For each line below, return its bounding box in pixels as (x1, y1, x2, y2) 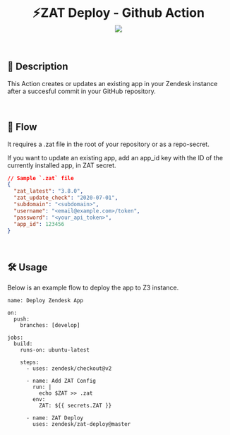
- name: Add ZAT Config (25, 378, 97, 385)
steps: (20, 359, 40, 367)
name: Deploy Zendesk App (7, 297, 83, 304)
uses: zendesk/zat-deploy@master (32, 421, 131, 428)
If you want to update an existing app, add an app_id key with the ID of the (7, 153, 224, 162)
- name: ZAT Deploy (25, 415, 83, 422)
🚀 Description (7, 61, 68, 73)
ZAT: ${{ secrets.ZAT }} (38, 403, 112, 410)
